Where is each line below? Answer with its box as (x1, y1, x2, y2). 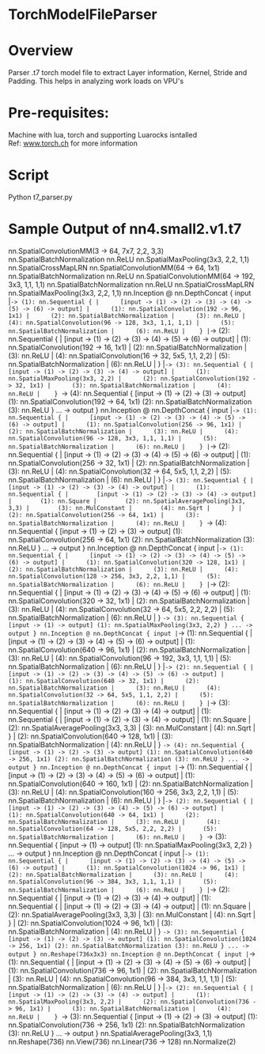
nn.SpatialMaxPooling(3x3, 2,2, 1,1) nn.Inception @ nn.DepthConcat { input (8, 288, 252, 297)
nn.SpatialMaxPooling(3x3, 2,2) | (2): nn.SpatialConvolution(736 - (8, 998, 257, 1006)
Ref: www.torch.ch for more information (8, 138, 138, 148)
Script (8, 166, 49, 184)
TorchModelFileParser (8, 6, 157, 24)
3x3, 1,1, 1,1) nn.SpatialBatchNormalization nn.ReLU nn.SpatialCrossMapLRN (8, 279, 255, 289)
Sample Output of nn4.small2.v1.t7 (8, 220, 242, 238)
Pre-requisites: (8, 104, 109, 122)
